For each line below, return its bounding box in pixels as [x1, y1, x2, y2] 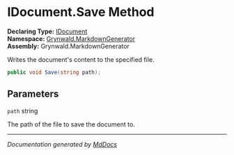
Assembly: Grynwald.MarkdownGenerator [7, 42, 130, 50]
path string [7, 106, 38, 115]
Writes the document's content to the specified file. [7, 55, 155, 63]
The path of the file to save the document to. [7, 120, 136, 129]
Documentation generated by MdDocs [7, 140, 117, 148]
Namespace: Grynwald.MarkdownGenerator [7, 34, 136, 42]
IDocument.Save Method [7, 4, 155, 20]
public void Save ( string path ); [7, 69, 101, 76]
